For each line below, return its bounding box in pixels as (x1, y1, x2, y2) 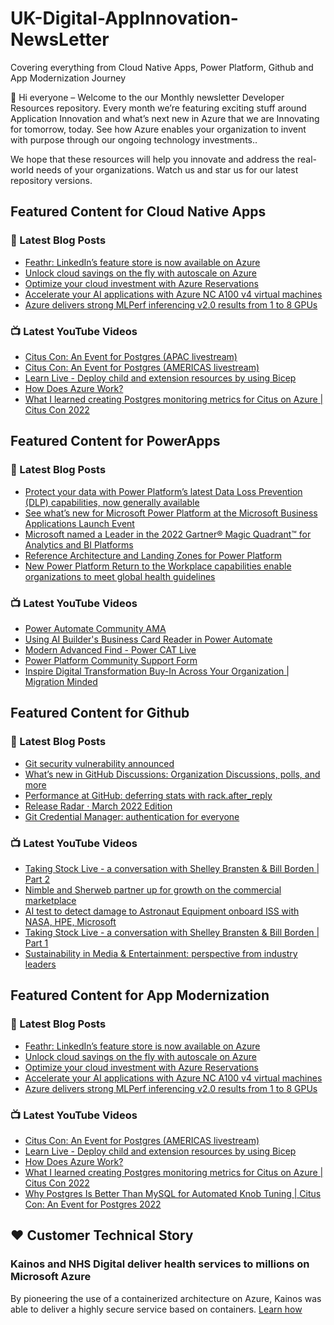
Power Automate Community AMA (24, 622, 167, 634)
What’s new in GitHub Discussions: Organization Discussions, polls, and (24, 768, 321, 780)
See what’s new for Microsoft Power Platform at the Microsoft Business (24, 507, 318, 519)
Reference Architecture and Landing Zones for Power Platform (24, 549, 282, 561)
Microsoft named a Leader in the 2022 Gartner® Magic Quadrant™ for (24, 528, 312, 540)
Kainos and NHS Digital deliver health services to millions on (10, 1257, 310, 1271)
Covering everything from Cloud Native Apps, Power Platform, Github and (10, 61, 314, 73)
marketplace (24, 894, 77, 906)
